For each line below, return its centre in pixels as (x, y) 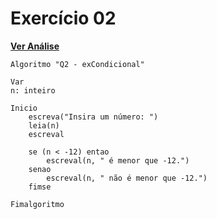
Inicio (24, 108)
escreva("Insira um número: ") (93, 117)
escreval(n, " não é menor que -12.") (127, 178)
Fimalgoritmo (37, 204)
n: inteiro (33, 90)
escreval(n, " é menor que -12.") (118, 160)
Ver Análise (35, 46)
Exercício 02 (63, 18)
